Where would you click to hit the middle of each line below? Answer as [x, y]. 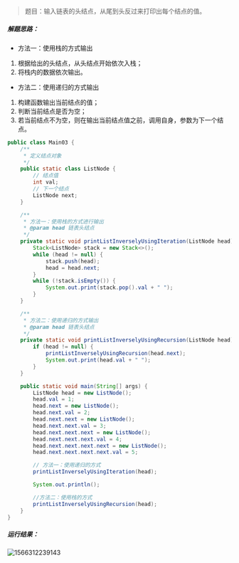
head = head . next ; [73, 268]
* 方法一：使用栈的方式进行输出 [64, 221]
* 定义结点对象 [42, 156]
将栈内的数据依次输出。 [52, 72]
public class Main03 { [41, 142]
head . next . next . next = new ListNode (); [92, 432]
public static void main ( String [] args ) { [84, 386]
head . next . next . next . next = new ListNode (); [100, 446]
